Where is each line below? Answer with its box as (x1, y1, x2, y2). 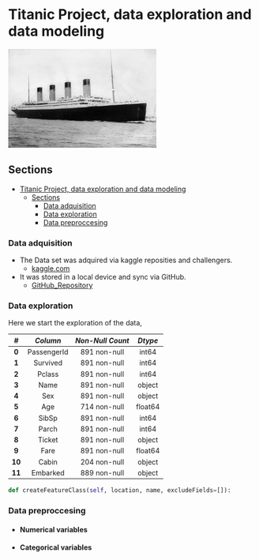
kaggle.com (31, 264, 70, 273)
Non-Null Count (74, 336, 130, 345)
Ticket (38, 435, 58, 445)
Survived (33, 358, 63, 368)
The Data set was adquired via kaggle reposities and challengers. (19, 255, 233, 265)
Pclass (36, 369, 59, 378)
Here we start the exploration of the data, (8, 318, 142, 328)
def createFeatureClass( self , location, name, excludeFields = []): (8, 487, 231, 494)
